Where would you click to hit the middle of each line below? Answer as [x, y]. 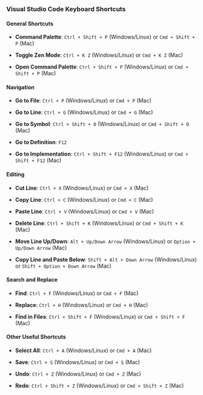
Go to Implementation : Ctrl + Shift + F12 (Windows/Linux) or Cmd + [102, 154]
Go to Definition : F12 [41, 142]
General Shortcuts [30, 24]
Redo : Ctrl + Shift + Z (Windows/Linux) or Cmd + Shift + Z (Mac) [99, 385]
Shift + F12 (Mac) [38, 161]
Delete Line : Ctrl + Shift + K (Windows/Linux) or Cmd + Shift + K [99, 223]
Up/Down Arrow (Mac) [41, 248]
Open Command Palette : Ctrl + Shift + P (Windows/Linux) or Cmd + [102, 67]
